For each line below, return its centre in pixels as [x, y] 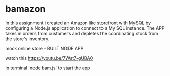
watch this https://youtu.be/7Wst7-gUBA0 [49, 58]
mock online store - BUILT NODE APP [44, 48]
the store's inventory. [27, 39]
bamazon [25, 9]
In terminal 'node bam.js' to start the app [48, 68]
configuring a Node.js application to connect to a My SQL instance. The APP [85, 28]
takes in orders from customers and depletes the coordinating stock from [82, 33]
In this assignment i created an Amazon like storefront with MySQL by [78, 23]
